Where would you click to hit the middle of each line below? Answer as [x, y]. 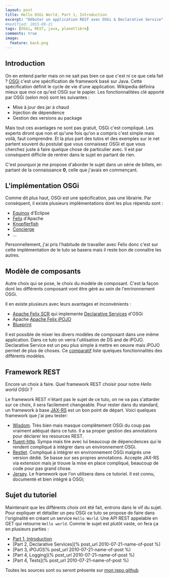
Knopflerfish [25, 224]
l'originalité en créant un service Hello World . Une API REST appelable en [81, 518]
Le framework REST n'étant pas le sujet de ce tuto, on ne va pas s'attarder [82, 399]
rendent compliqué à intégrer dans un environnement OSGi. [74, 447]
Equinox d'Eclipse [31, 213]
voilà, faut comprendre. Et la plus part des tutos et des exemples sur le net [82, 138]
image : [12, 39]
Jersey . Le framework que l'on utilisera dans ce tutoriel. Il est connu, [84, 474]
